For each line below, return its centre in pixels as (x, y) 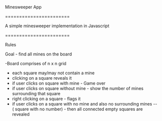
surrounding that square (36, 94)
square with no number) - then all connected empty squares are (79, 109)
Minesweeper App (24, 7)
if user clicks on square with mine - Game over (59, 83)
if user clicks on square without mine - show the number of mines (78, 88)
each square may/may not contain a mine (53, 73)
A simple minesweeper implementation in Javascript (57, 26)
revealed (21, 114)
